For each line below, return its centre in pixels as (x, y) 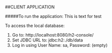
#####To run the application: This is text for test (53, 16)
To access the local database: (35, 26)
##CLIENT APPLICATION (30, 7)
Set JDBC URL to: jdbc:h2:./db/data (48, 40)
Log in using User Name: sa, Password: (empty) (60, 45)
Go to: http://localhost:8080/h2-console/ (53, 35)
